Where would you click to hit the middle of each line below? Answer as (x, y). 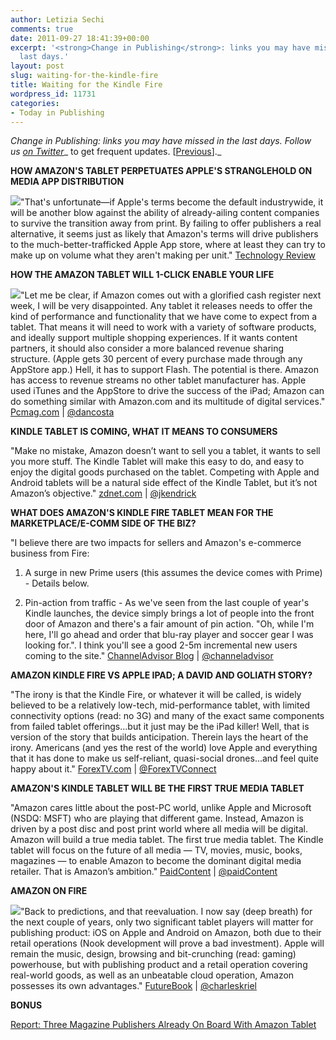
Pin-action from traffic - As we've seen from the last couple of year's (167, 603)
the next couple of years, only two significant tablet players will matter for (162, 922)
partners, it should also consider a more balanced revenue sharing (147, 348)
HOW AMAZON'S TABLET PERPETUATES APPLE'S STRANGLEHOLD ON (161, 171)
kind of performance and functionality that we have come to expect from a (164, 317)
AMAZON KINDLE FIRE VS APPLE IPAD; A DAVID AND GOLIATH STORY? (161, 675)
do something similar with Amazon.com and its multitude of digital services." (168, 402)
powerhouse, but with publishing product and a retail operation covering (159, 965)
